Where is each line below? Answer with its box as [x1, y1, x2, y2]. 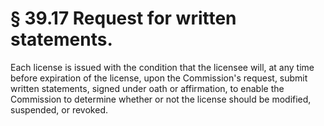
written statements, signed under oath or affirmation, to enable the [10, 82, 285, 94]
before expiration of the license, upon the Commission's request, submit [10, 72, 308, 84]
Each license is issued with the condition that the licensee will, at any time [10, 61, 315, 73]
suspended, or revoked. [10, 103, 108, 116]
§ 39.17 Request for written [10, 7, 237, 30]
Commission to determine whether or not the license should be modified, [10, 93, 312, 105]
